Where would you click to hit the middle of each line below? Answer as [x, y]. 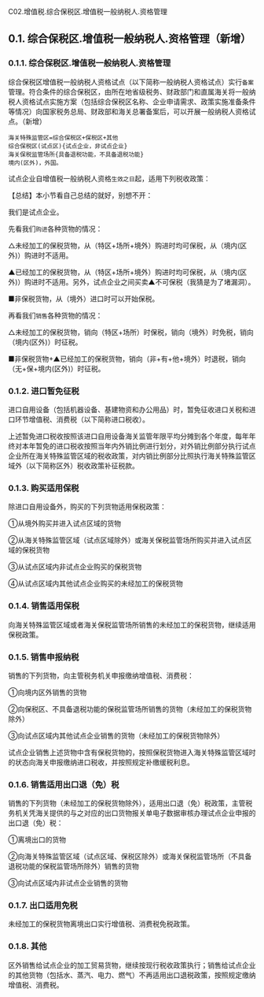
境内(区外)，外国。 [35, 163]
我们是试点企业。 [36, 212]
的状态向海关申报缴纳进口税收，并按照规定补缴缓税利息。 [101, 762]
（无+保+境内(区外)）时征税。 [57, 368]
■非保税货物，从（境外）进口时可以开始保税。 [84, 299]
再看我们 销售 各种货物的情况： [55, 315]
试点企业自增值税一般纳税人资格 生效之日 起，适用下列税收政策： [109, 178]
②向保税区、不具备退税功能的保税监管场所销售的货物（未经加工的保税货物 [130, 709]
